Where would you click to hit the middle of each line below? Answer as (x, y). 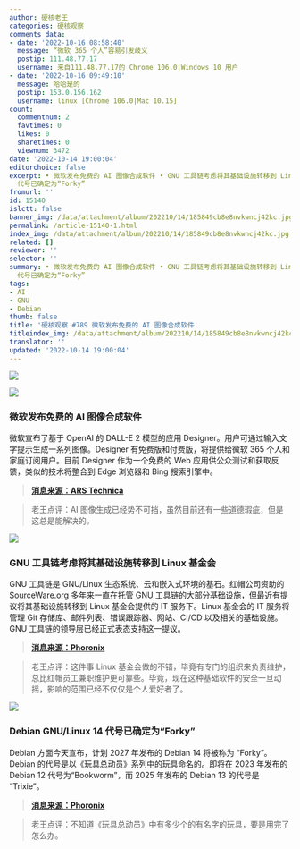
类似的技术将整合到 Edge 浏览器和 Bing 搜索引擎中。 (121, 471)
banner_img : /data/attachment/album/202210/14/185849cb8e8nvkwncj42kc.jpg (151, 217)
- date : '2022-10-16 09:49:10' (67, 76)
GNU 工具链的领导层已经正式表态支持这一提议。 (97, 629)
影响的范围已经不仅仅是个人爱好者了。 (117, 689)
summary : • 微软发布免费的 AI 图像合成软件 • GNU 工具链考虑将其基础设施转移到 (143, 267)
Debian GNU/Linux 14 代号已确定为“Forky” (102, 732)
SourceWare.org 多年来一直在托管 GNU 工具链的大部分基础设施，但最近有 (145, 595)
